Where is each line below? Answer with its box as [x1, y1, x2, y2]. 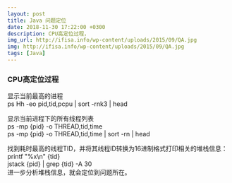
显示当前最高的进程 [7, 92, 63, 100]
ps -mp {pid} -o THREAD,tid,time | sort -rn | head [7, 130, 150, 138]
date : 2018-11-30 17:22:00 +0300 [7, 23, 106, 30]
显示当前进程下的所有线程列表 [7, 114, 94, 123]
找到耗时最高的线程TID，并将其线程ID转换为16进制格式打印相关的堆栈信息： [7, 144, 228, 153]
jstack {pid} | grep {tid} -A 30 [7, 160, 92, 168]
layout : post [7, 10, 46, 18]
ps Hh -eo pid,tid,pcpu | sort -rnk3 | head [7, 100, 128, 108]
